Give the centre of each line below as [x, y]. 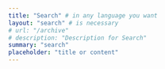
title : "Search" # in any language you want [83, 15]
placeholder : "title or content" [63, 52]
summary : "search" [38, 45]
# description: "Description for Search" [78, 38]
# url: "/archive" [38, 30]
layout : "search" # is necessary [63, 23]
